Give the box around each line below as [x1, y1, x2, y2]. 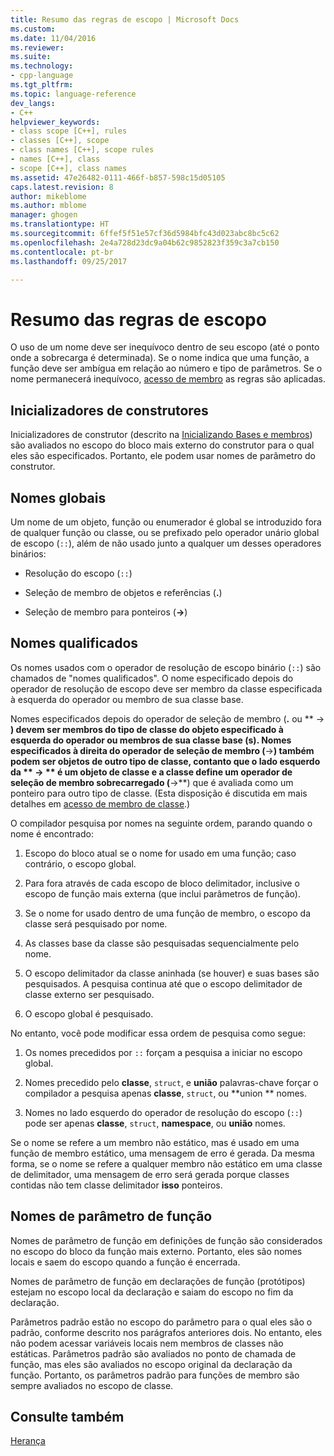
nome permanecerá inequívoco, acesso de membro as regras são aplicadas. [10, 373, 326, 385]
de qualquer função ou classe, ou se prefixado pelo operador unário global [10, 526, 320, 538]
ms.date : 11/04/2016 [10, 33, 97, 43]
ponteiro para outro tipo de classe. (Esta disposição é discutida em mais [10, 787, 308, 799]
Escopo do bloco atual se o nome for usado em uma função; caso [24, 847, 297, 859]
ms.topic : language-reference [10, 89, 137, 99]
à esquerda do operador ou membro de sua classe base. [10, 693, 244, 705]
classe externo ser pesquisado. [24, 988, 155, 1000]
